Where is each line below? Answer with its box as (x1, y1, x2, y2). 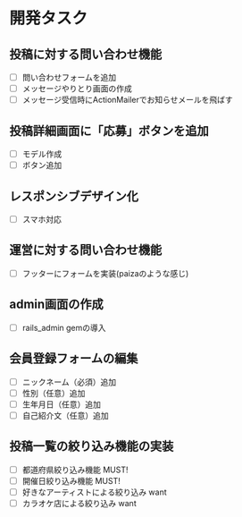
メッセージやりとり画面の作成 (21, 83, 132, 94)
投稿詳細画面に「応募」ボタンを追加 (9, 123, 209, 139)
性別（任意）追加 (21, 387, 86, 398)
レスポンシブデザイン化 (9, 189, 138, 204)
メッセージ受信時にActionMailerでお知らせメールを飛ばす (21, 95, 234, 106)
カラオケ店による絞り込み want (21, 497, 137, 508)
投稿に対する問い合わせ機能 (9, 47, 163, 62)
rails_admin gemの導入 (21, 322, 106, 333)
